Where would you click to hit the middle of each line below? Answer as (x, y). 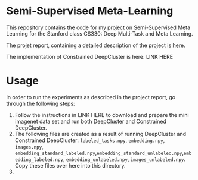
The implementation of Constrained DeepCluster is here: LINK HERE (90, 56)
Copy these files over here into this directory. (70, 165)
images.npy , (29, 146)
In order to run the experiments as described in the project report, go (91, 97)
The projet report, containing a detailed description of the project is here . (96, 45)
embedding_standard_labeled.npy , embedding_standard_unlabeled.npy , (99, 153)
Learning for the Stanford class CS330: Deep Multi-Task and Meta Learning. (100, 33)
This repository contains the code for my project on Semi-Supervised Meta (98, 27)
